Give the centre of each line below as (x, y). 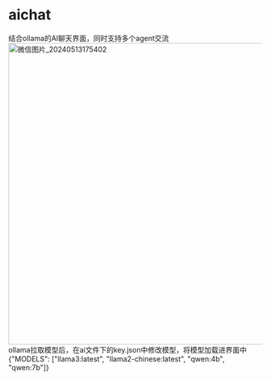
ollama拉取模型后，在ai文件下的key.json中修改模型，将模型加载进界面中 (128, 349)
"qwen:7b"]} (29, 367)
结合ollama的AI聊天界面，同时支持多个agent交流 (89, 38)
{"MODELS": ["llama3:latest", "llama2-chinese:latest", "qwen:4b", (117, 359)
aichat (30, 15)
